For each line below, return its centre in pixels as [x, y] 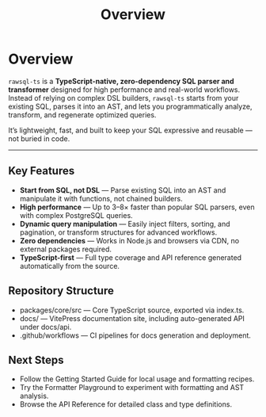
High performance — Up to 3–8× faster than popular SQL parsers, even [137, 207]
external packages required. [66, 249]
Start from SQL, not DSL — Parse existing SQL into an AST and [123, 190]
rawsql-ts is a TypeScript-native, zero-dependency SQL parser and [122, 81]
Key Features [42, 171]
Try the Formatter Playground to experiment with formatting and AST [132, 388]
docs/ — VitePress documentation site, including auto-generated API [132, 318]
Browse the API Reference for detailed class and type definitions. [125, 404]
